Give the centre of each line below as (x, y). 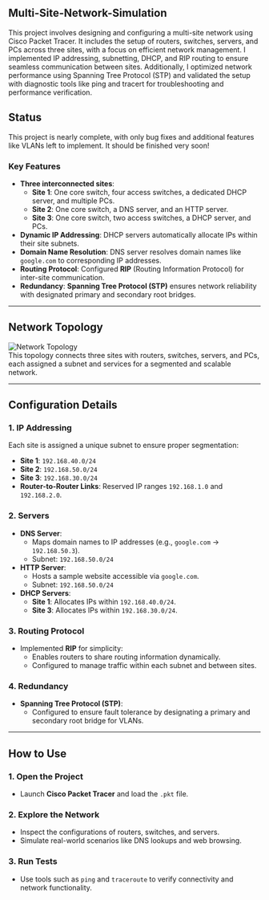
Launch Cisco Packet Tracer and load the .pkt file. (104, 794)
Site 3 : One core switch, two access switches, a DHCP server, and (141, 218)
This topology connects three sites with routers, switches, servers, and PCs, (134, 355)
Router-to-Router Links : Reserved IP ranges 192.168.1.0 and (121, 487)
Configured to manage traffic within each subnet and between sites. (144, 666)
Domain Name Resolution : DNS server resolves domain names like (130, 251)
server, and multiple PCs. (73, 201)
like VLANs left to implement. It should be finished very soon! (109, 145)
